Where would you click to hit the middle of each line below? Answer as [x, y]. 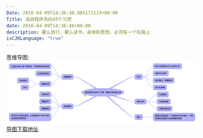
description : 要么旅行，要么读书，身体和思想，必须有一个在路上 [78, 32]
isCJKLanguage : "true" [35, 39]
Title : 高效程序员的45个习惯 [39, 19]
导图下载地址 [22, 129]
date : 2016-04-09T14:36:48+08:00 [49, 26]
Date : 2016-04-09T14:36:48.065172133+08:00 [62, 13]
